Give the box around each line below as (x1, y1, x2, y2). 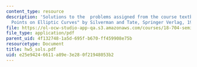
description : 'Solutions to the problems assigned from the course (6, 14, 177, 20)
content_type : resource (6, 8, 64, 15)
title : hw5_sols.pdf (6, 47, 57, 52)
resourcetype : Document (6, 41, 64, 47)
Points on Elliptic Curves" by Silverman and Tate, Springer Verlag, (11, 19, 185, 25)
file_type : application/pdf (6, 30, 75, 36)
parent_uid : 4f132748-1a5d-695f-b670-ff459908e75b (6, 36, 133, 41)
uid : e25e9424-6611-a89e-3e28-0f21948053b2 (6, 52, 114, 58)
